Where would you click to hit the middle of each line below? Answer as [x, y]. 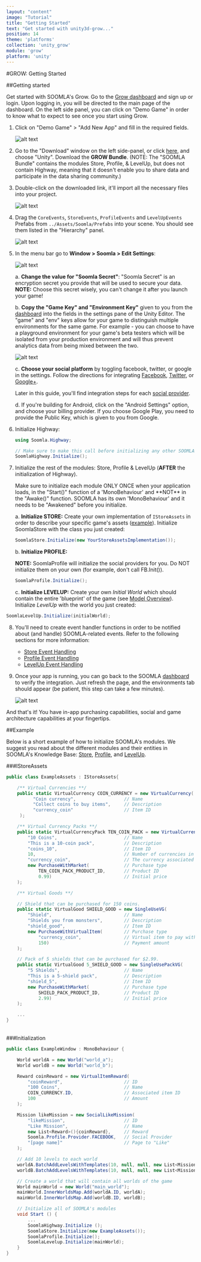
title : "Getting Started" [38, 23]
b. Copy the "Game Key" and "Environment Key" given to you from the [104, 307]
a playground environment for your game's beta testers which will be [100, 333]
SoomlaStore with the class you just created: [70, 529]
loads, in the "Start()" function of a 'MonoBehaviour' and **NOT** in [100, 492]
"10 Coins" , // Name [86, 838]
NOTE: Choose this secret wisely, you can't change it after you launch [101, 289]
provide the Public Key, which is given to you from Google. [87, 417]
